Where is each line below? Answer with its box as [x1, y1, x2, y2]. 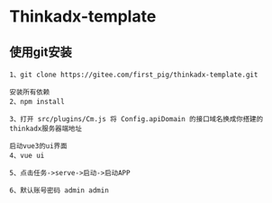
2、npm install [9, 97, 65, 106]
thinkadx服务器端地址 [9, 124, 83, 133]
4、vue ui [9, 151, 45, 160]
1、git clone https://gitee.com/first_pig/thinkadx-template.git [9, 70, 258, 79]
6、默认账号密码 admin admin [9, 186, 110, 195]
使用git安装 [9, 44, 72, 59]
